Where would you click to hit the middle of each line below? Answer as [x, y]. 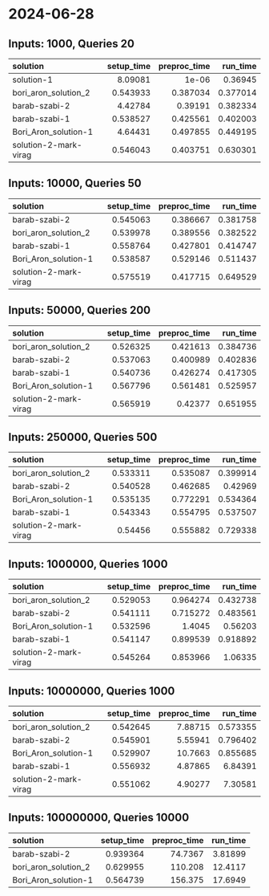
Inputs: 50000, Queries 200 [80, 310]
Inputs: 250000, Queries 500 [83, 437]
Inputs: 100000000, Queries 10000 [99, 818]
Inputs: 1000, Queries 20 [71, 44]
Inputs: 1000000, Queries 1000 [88, 564]
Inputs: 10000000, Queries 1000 [92, 691]
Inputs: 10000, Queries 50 [75, 183]
